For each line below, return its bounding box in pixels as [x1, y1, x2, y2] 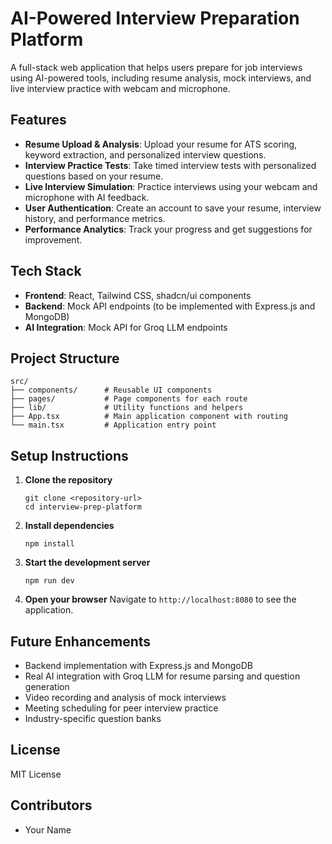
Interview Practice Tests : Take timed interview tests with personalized [24, 159, 317, 171]
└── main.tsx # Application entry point [10, 420, 217, 431]
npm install [24, 539, 75, 549]
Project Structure [10, 350, 120, 367]
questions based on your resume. [24, 170, 164, 182]
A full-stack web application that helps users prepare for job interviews [10, 61, 303, 73]
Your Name [24, 823, 72, 836]
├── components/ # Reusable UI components [10, 385, 213, 396]
